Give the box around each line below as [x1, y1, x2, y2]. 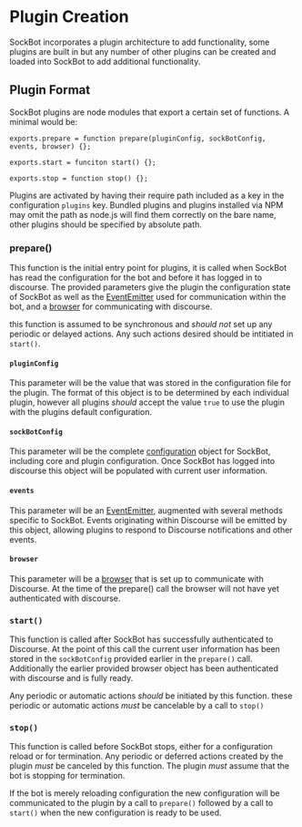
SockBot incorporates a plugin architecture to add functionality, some [9, 36, 270, 47]
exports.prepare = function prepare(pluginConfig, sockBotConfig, [9, 134, 267, 143]
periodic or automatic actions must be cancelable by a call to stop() [9, 700, 265, 711]
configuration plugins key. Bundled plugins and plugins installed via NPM [9, 199, 284, 211]
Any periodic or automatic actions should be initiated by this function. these [9, 690, 293, 701]
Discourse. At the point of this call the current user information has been [9, 644, 280, 655]
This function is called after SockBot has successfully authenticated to [9, 634, 274, 645]
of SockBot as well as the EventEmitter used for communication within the [9, 292, 287, 303]
